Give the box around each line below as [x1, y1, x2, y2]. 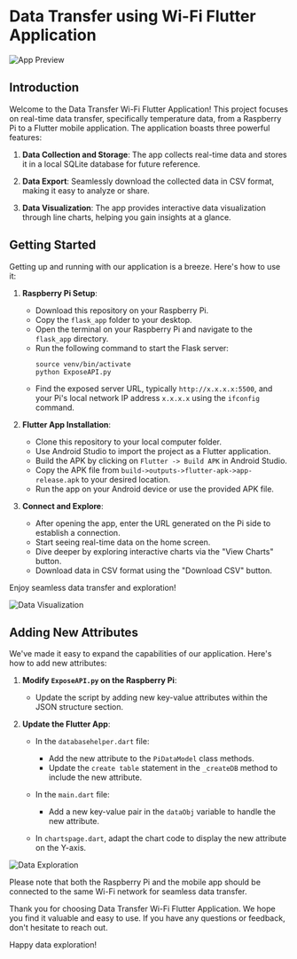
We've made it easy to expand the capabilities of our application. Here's [9, 649, 272, 659]
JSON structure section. [35, 702, 124, 712]
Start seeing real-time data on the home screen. [35, 537, 211, 547]
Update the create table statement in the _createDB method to [48, 763, 277, 774]
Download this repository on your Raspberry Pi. [35, 304, 209, 316]
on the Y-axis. [35, 843, 87, 853]
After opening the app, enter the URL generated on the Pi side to [35, 517, 271, 529]
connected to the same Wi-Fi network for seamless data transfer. [9, 886, 247, 897]
